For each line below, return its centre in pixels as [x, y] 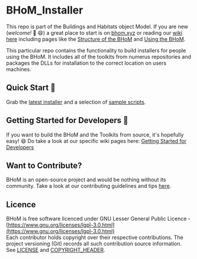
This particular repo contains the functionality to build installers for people [96, 50]
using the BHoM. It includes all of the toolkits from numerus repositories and [99, 57]
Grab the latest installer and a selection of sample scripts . [76, 102]
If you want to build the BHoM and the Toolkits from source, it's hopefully [95, 135]
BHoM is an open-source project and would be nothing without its [86, 180]
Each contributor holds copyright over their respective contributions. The [95, 238]
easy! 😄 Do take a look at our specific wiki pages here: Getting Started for [96, 141]
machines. [19, 69]
